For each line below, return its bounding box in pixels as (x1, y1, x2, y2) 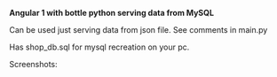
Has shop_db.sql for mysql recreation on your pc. (9, 42, 190, 52)
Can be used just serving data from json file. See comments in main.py (9, 25, 268, 35)
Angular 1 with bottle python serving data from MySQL (9, 8, 215, 18)
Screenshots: (9, 59, 58, 69)
